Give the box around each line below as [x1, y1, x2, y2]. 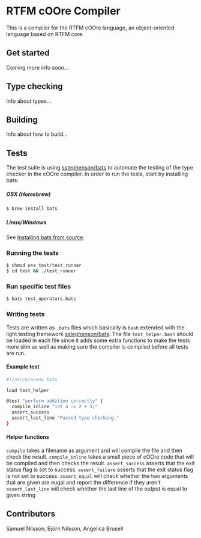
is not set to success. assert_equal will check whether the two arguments [6, 472, 188, 480]
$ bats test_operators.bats [6, 296, 77, 302]
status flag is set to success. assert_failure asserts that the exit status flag [6, 466, 194, 473]
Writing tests [6, 310, 45, 319]
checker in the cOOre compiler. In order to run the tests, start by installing [6, 170, 188, 178]
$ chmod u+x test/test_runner [6, 263, 82, 269]
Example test [6, 363, 40, 370]
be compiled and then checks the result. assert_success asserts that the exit [6, 460, 195, 467]
